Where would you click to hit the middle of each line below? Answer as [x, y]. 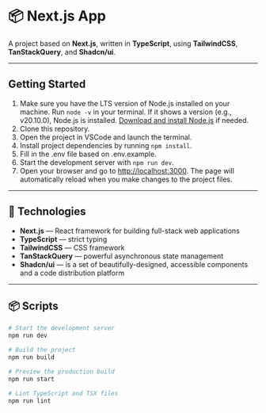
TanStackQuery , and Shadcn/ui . [62, 52]
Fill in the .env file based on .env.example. [88, 154]
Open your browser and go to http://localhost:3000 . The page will [127, 170]
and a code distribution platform [72, 273]
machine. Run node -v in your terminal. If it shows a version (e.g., [125, 112]
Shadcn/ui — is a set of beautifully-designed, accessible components [134, 264]
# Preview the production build [61, 371]
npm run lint [30, 401]
